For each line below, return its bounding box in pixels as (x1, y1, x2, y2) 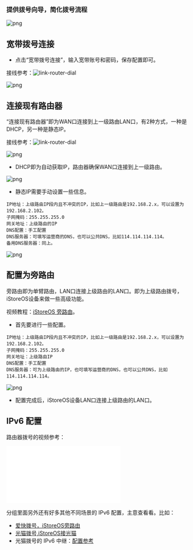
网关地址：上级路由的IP (6, 221, 58, 227)
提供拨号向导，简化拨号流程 (6, 5, 88, 13)
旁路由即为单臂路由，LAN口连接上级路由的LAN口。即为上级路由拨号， (6, 287, 183, 295)
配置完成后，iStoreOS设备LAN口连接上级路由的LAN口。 (15, 396, 155, 404)
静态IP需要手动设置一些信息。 (15, 188, 90, 195)
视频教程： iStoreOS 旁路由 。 (6, 308, 79, 315)
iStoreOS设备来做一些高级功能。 (6, 295, 88, 302)
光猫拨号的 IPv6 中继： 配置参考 (15, 537, 94, 544)
